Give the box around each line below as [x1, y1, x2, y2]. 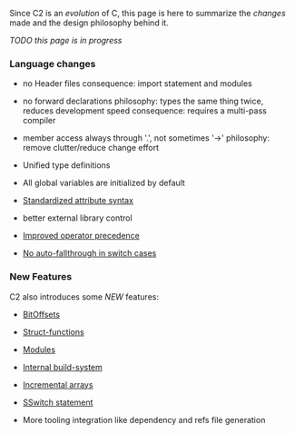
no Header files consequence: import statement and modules [22, 78, 252, 89]
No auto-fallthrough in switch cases [22, 248, 157, 259]
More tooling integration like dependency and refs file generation [22, 414, 266, 425]
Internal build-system [22, 361, 103, 372]
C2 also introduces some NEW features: [9, 291, 159, 302]
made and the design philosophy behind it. [9, 17, 170, 28]
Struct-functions [22, 326, 84, 337]
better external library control [22, 212, 133, 223]
